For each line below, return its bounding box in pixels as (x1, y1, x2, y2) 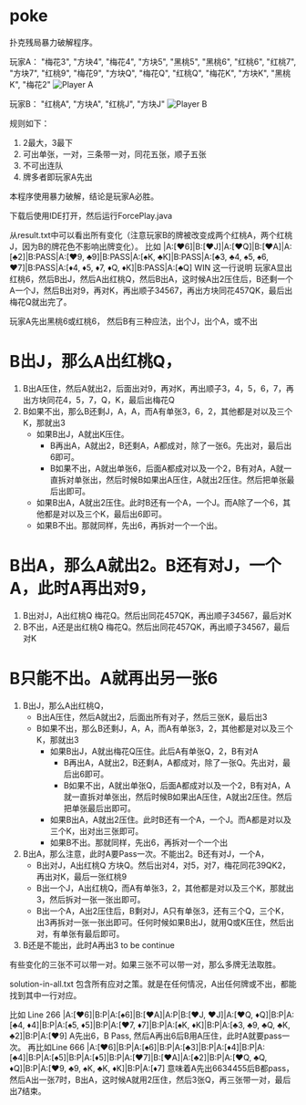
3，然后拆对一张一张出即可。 (36, 893, 146, 904)
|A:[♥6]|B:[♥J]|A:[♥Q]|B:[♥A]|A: (163, 241, 292, 252)
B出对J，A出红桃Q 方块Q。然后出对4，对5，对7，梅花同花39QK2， (36, 860, 291, 870)
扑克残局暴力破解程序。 (9, 36, 97, 47)
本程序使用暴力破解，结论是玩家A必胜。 (9, 191, 159, 202)
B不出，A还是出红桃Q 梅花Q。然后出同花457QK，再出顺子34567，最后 (22, 621, 290, 632)
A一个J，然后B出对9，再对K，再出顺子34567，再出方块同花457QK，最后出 (9, 285, 293, 296)
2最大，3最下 (22, 137, 73, 148)
